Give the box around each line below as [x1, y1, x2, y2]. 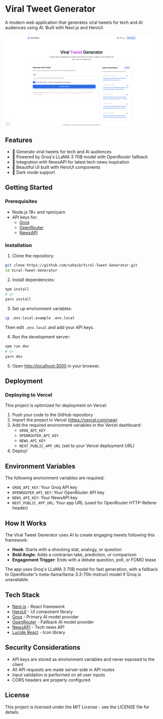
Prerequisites [5, 198, 37, 205]
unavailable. [5, 577, 29, 583]
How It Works [5, 519, 47, 527]
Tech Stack [5, 591, 40, 599]
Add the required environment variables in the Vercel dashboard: [12, 422, 142, 428]
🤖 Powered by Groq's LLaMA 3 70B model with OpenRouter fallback [12, 154, 148, 160]
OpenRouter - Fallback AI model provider [12, 619, 95, 625]
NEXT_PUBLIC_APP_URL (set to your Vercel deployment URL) [19, 443, 135, 449]
